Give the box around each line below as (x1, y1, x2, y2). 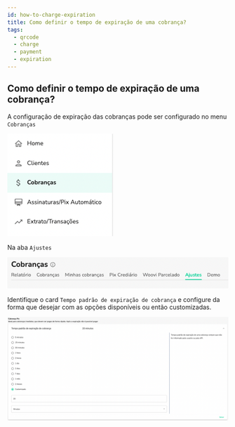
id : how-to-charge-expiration (7, 11, 96, 18)
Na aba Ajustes (7, 243, 52, 251)
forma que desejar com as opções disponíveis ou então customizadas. (7, 303, 212, 312)
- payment (13, 48, 42, 55)
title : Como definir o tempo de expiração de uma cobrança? (7, 18, 187, 26)
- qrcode (13, 34, 39, 41)
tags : (7, 26, 23, 33)
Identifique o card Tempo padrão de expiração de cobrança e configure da (7, 296, 220, 304)
